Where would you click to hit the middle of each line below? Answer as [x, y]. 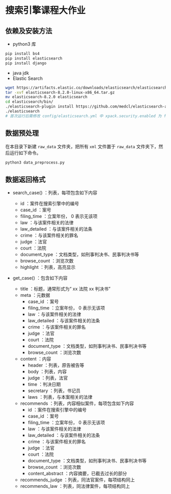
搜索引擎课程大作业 [46, 10]
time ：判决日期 [44, 385]
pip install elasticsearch [34, 58]
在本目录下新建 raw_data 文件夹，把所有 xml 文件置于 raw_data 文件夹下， [82, 146]
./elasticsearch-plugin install [39, 107]
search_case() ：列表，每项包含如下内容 [55, 193]
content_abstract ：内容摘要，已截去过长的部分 [77, 474]
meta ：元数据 [35, 295]
